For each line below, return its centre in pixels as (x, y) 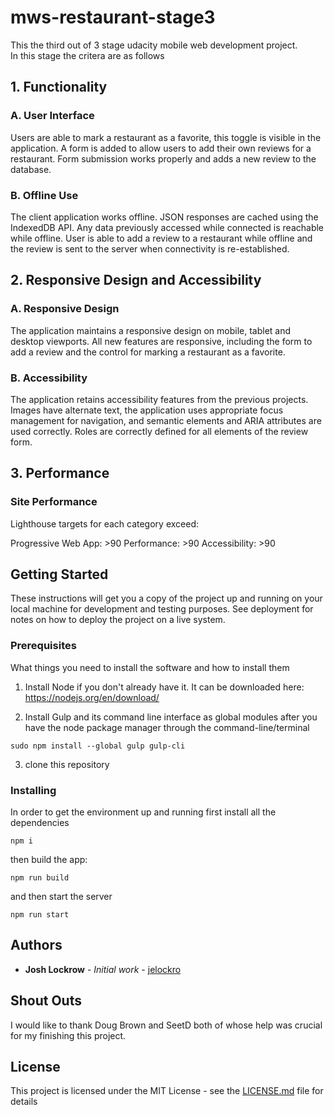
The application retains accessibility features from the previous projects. (159, 399)
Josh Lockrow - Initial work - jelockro (103, 969)
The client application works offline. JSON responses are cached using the (164, 217)
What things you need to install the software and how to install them (150, 667)
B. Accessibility (49, 378)
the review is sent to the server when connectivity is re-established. (150, 248)
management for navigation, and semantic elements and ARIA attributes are (166, 420)
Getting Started (59, 574)
